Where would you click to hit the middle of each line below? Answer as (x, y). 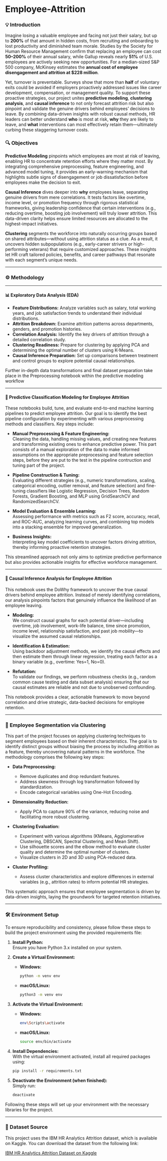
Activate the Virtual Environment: (48, 1004)
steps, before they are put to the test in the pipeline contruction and (82, 460)
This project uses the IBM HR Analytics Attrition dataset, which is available (81, 1138)
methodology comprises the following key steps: (55, 757)
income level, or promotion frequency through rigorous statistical (72, 202)
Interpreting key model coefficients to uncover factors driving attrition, (84, 542)
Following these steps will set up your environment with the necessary (77, 1104)
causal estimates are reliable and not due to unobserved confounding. (84, 687)
